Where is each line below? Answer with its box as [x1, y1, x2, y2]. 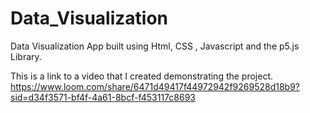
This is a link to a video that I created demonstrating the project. [10, 70, 274, 82]
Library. [10, 50, 42, 62]
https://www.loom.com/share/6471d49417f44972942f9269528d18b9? [10, 80, 301, 92]
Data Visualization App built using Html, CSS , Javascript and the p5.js [10, 40, 300, 52]
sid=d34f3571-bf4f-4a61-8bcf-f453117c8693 [10, 91, 196, 103]
